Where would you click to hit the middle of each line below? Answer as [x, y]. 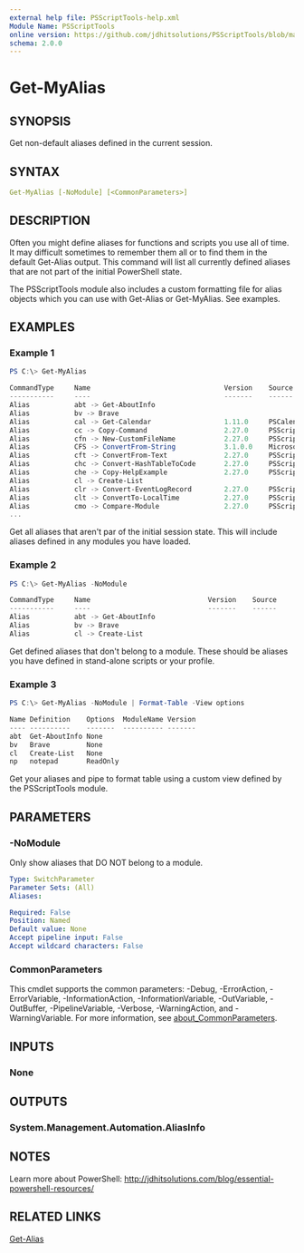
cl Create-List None [56, 753]
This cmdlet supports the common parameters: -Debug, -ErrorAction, [139, 989]
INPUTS [32, 1047]
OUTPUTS [38, 1101]
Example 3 [33, 684]
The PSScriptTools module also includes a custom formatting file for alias [146, 289]
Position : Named [40, 921]
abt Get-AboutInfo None [56, 736]
